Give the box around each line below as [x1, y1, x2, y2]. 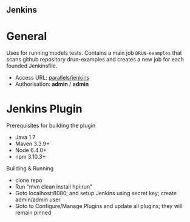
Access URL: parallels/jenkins [15, 74, 90, 82]
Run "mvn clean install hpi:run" [15, 183, 93, 190]
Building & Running [6, 165, 54, 172]
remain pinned [15, 209, 52, 217]
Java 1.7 [15, 134, 36, 141]
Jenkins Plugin [6, 102, 83, 116]
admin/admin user [15, 196, 61, 203]
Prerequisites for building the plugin [6, 122, 96, 130]
